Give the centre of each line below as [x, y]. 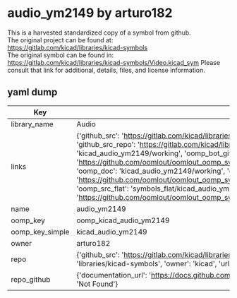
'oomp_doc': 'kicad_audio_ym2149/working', [151, 171]
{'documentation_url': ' [114, 275]
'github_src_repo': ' [108, 144]
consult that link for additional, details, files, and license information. [107, 70]
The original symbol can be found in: [61, 55]
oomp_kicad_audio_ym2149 [123, 220]
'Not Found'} [97, 284]
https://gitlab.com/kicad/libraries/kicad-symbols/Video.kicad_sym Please [114, 62]
